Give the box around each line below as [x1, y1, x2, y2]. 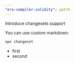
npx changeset [5, 39, 34, 44]
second [12, 53, 28, 59]
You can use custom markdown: [5, 30, 69, 35]
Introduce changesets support [5, 20, 65, 26]
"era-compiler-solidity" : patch [5, 7, 70, 12]
